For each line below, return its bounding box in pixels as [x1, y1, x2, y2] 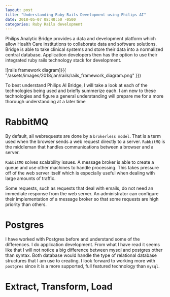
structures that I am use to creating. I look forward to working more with [5, 258, 156, 264]
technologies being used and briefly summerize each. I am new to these [5, 87, 156, 94]
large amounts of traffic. [5, 175, 56, 182]
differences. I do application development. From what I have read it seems [5, 242, 160, 248]
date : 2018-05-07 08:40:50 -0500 [5, 17, 76, 22]
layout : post [5, 7, 33, 13]
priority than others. [5, 201, 47, 207]
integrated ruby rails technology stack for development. [5, 57, 122, 64]
